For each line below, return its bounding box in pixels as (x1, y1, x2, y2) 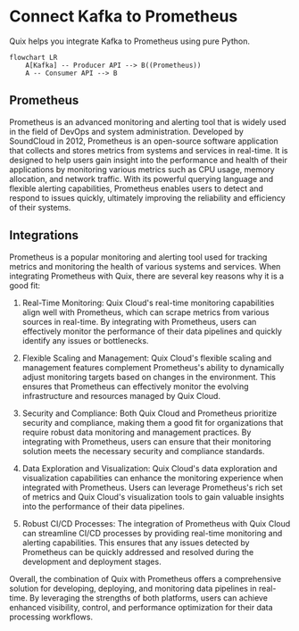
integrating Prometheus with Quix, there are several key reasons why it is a (9, 270, 284, 281)
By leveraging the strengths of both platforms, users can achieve (29, 592, 268, 603)
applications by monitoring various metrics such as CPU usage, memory (9, 163, 275, 175)
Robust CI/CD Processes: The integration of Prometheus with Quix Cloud (21, 518, 291, 528)
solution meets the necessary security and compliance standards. (21, 445, 265, 456)
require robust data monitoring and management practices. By (21, 427, 252, 437)
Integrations (9, 228, 79, 243)
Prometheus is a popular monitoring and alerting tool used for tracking (9, 252, 268, 262)
